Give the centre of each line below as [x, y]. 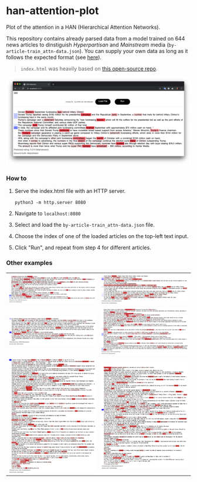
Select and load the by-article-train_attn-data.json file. [84, 225]
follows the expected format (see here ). [54, 57]
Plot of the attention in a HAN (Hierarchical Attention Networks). [83, 27]
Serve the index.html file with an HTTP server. [70, 191]
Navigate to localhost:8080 [47, 213]
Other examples [29, 263]
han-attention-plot [52, 11]
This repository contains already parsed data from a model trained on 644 [96, 38]
